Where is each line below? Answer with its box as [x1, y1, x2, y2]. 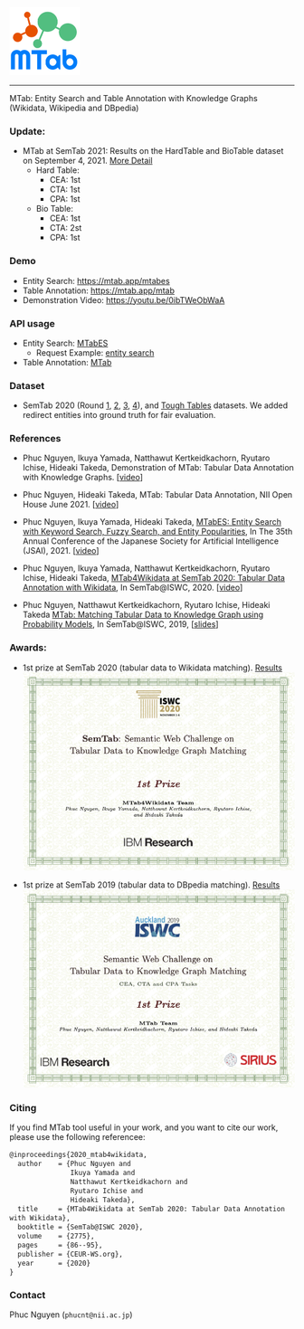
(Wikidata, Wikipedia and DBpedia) [9, 102, 139, 113]
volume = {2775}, [17, 1232, 95, 1241]
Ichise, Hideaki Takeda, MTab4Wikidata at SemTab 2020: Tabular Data [22, 573, 285, 584]
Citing [9, 1101, 37, 1114]
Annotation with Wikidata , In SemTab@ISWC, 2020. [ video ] [22, 582, 243, 593]
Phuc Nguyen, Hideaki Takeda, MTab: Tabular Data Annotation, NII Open [22, 489, 293, 500]
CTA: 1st [49, 184, 81, 195]
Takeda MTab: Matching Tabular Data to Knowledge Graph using [22, 609, 264, 621]
